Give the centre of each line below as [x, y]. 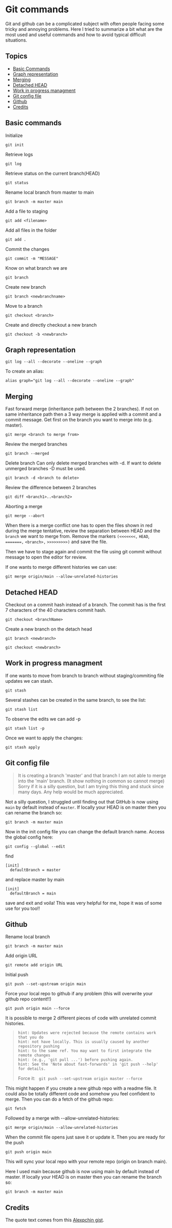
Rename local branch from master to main [50, 192]
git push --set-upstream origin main [46, 984]
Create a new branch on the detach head [49, 629]
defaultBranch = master [35, 870]
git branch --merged [27, 454]
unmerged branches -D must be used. [46, 469]
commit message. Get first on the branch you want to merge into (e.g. [79, 420]
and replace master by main [35, 879]
